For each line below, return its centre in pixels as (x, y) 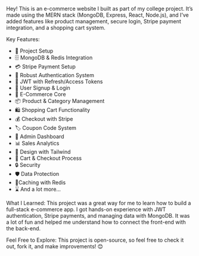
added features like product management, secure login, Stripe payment (94, 21)
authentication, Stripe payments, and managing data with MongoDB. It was (98, 216)
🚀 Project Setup (34, 51)
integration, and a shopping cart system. (56, 28)
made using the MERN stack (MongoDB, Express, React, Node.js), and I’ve (97, 15)
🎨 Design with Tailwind (43, 152)
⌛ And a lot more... (38, 189)
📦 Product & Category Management (60, 101)
